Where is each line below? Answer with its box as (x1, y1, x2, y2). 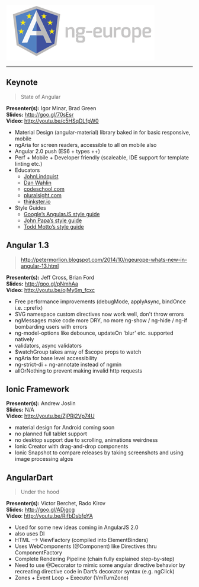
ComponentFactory (14, 549, 62, 556)
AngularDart (6, 473, 53, 483)
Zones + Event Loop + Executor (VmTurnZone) (14, 574, 129, 582)
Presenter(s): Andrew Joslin (6, 400, 76, 407)
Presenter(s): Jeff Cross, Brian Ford (6, 274, 95, 281)
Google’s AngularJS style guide (23, 210, 100, 217)
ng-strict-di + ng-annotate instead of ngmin (14, 361, 122, 368)
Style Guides (14, 204, 46, 211)
